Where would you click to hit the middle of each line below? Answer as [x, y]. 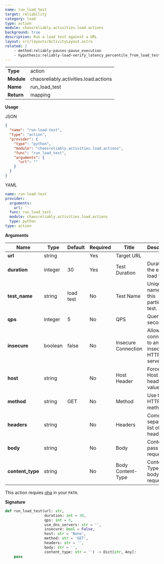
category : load [20, 19]
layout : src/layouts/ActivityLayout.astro [49, 42]
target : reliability [26, 14]
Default [76, 247]
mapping [40, 95]
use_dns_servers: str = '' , [73, 525]
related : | [16, 46]
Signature [15, 502]
